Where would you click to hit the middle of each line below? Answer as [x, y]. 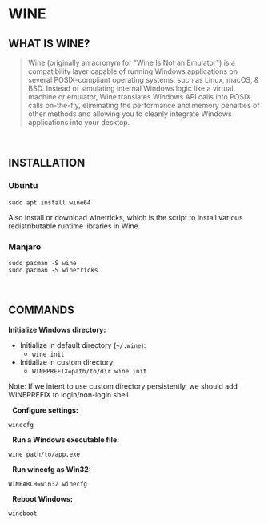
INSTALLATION [47, 163]
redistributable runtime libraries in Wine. [74, 226]
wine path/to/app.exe [44, 454]
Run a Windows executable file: [66, 439]
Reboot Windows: [42, 498]
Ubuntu [23, 186]
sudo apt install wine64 [50, 202]
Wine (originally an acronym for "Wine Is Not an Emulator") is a [132, 62]
